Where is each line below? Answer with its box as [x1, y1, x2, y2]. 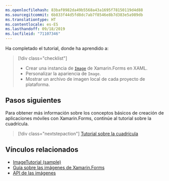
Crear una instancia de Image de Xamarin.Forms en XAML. [25, 65, 147, 71]
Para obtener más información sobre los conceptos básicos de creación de [5, 109, 164, 116]
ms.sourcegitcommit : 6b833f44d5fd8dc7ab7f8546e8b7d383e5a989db [5, 12, 143, 17]
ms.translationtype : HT [5, 17, 56, 22]
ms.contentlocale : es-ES [5, 21, 58, 27]
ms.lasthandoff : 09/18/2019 [5, 27, 66, 32]
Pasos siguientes [5, 96, 61, 105]
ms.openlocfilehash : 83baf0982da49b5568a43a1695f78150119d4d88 [5, 7, 143, 13]
